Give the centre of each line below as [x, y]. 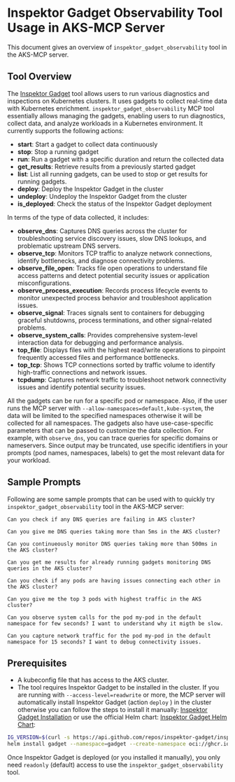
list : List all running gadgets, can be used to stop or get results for [113, 174]
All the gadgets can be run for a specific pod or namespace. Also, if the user [117, 400]
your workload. [29, 460]
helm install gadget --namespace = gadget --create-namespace [97, 744]
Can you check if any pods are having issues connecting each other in [114, 580]
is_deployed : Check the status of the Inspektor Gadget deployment [114, 204]
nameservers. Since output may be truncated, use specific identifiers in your [117, 445]
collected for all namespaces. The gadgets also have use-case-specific [111, 423]
